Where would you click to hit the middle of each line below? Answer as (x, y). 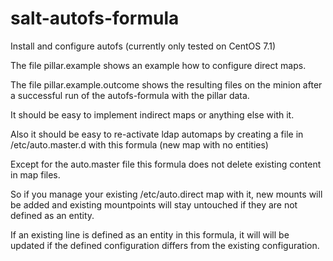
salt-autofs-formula (95, 18)
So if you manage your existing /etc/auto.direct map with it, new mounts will (166, 194)
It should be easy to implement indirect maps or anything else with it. (152, 114)
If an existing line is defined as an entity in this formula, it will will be (150, 234)
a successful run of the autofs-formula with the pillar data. (130, 95)
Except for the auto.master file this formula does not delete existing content (166, 164)
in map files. (35, 174)
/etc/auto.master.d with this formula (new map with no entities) (139, 144)
